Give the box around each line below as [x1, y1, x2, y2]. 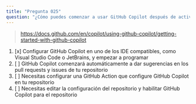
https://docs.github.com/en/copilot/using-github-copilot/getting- [20, 30, 177, 37]
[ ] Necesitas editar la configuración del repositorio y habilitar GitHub [14, 85, 180, 92]
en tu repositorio [14, 78, 54, 85]
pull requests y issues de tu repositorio [14, 66, 108, 73]
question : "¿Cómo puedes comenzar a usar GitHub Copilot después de [6, 14, 176, 20]
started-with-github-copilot [20, 36, 86, 43]
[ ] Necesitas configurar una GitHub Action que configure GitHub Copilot [14, 72, 189, 79]
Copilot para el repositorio [14, 91, 78, 98]
